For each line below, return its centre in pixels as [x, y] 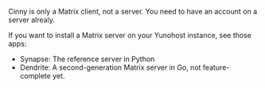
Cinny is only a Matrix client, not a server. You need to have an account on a [132, 11]
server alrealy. [32, 20]
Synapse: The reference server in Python [87, 59]
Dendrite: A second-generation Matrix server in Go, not [110, 67]
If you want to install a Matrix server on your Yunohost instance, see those [130, 35]
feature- [216, 67]
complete [35, 76]
